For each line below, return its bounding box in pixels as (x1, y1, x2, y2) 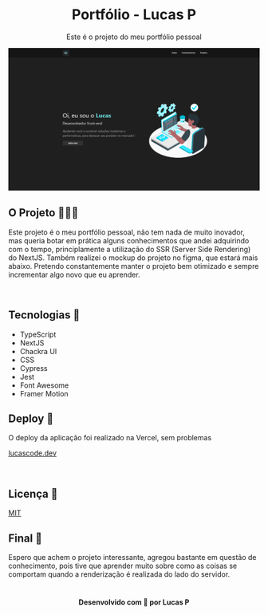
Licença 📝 (8, 487, 58, 500)
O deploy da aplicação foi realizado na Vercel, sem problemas (8, 433, 212, 443)
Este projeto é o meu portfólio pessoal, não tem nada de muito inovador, (8, 227, 245, 237)
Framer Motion (19, 388, 69, 398)
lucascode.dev (8, 448, 57, 458)
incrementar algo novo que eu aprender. (8, 270, 141, 279)
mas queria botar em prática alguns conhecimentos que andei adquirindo (8, 235, 250, 245)
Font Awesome (19, 380, 69, 390)
